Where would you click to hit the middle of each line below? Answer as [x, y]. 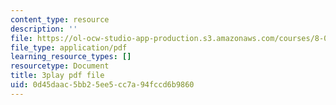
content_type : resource [60, 19]
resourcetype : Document [60, 66]
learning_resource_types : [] [71, 57]
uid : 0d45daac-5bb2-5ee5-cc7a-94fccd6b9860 [102, 85]
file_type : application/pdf [69, 47]
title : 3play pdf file [57, 76]
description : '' [44, 29]
